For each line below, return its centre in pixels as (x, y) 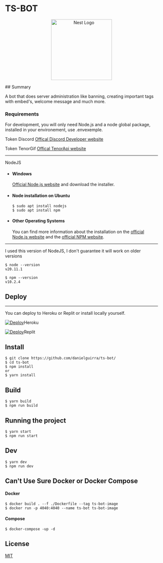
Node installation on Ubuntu (41, 196)
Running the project (36, 420)
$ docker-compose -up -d (30, 529)
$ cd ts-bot (17, 362)
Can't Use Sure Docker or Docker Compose (72, 481)
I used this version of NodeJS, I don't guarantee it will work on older (73, 251)
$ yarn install (20, 375)
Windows (22, 173)
